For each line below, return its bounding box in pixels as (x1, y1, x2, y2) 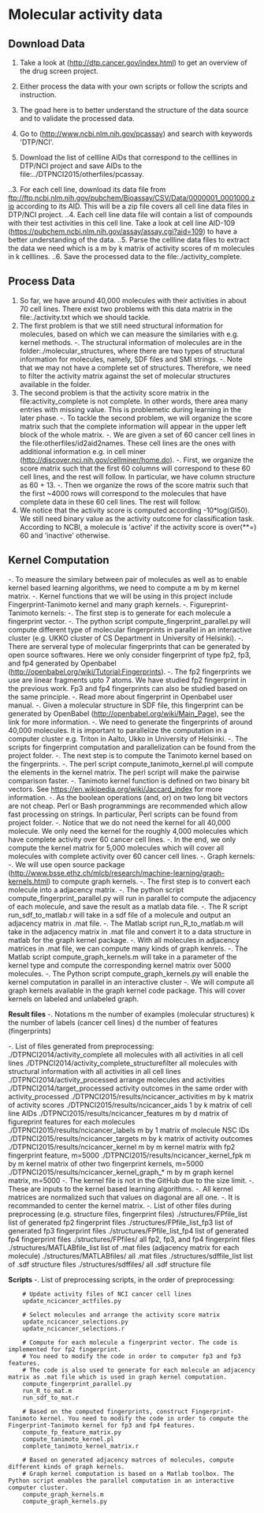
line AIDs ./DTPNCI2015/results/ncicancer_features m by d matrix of (8, 1108, 229, 1118)
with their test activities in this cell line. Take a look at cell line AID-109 (8, 219, 236, 227)
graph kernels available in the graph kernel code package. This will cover (8, 986, 246, 995)
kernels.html (8, 877, 49, 886)
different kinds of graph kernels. (8, 1462, 125, 1470)
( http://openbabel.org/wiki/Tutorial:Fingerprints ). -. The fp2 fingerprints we (8, 666, 252, 676)
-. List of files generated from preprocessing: (8, 1041, 154, 1051)
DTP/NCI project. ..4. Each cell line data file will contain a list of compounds (8, 210, 253, 219)
